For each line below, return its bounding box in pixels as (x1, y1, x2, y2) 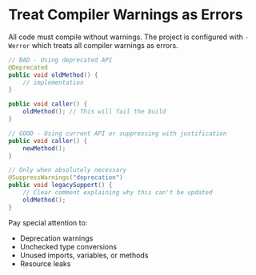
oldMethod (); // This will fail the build (22, 108, 166, 116)
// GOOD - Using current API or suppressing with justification (8, 130, 227, 137)
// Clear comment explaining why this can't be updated (22, 189, 214, 197)
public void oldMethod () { (8, 70, 98, 79)
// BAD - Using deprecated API (8, 56, 113, 64)
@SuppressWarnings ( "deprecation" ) (8, 173, 124, 181)
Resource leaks (19, 258, 71, 269)
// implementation (22, 78, 84, 86)
